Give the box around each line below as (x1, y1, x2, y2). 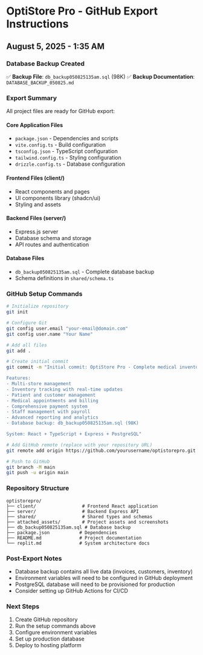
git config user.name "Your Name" (6, 331, 94, 337)
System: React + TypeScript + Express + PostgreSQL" (6, 431, 142, 437)
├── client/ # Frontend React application (6, 503, 158, 509)
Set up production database (14, 635, 85, 642)
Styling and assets (14, 201, 62, 208)
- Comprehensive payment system (6, 403, 88, 409)
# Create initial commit (6, 359, 69, 365)
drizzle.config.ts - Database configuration (14, 160, 126, 168)
